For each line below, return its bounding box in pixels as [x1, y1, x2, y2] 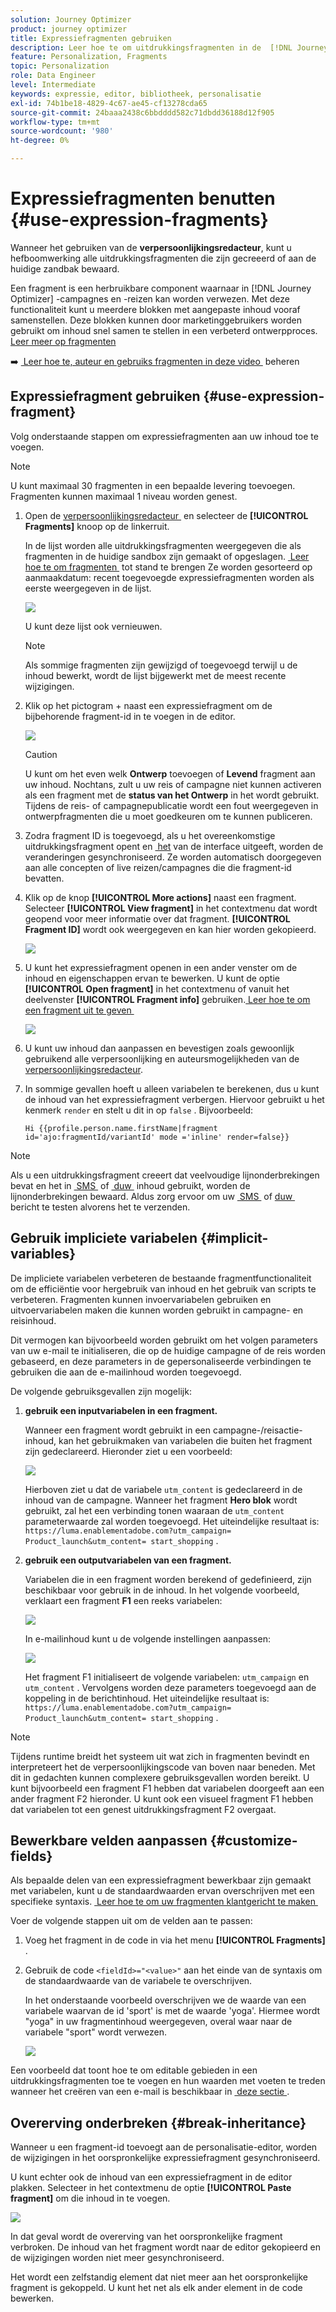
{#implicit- [200, 1230, 269, 1247]
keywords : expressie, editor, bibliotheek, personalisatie [10, 89, 262, 99]
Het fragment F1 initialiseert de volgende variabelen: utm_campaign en [24, 1671, 310, 1683]
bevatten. [24, 872, 65, 884]
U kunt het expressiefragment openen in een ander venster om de [24, 961, 298, 973]
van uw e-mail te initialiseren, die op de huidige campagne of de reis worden [10, 1344, 326, 1356]
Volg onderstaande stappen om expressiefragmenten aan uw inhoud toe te [10, 430, 319, 442]
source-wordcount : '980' [10, 126, 114, 136]
